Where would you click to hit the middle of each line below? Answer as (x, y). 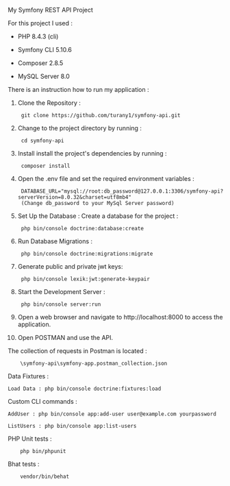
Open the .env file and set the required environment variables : (106, 179)
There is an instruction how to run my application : (78, 89)
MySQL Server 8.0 (44, 76)
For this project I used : (40, 23)
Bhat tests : (24, 464)
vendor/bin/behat (45, 476)
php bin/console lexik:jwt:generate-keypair (85, 279)
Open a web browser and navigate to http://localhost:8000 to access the (120, 317)
